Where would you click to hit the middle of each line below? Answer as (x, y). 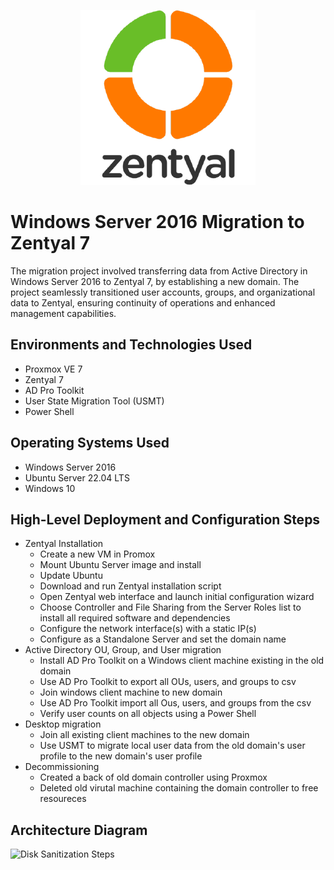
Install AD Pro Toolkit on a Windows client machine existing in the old (182, 661)
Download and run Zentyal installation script (130, 586)
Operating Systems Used (90, 443)
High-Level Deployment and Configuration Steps (165, 519)
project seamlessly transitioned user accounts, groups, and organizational (163, 292)
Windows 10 (50, 488)
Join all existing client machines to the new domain (144, 735)
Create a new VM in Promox (97, 554)
